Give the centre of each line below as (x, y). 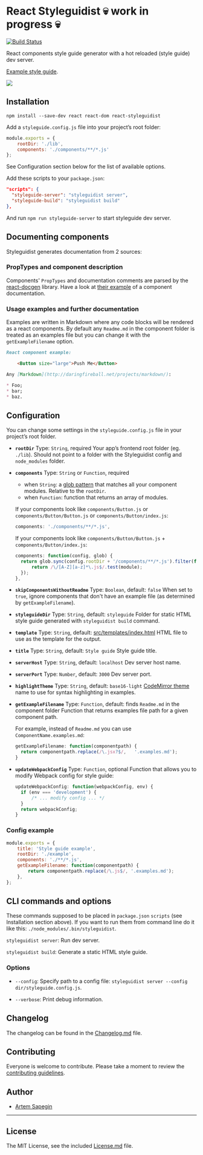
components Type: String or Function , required (72, 473)
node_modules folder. (40, 461)
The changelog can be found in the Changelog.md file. (74, 1033)
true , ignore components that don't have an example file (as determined (105, 596)
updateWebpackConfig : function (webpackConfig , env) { (84, 787)
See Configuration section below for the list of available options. (86, 167)
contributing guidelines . (36, 1073)
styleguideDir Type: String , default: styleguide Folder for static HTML (103, 614)
